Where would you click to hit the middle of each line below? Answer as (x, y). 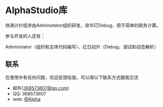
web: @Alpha (27, 99)
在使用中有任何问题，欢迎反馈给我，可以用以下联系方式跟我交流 (72, 77)
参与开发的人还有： (25, 36)
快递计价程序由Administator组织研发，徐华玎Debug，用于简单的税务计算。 (83, 25)
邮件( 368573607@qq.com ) (41, 88)
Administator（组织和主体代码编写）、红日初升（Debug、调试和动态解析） (82, 46)
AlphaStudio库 (36, 10)
